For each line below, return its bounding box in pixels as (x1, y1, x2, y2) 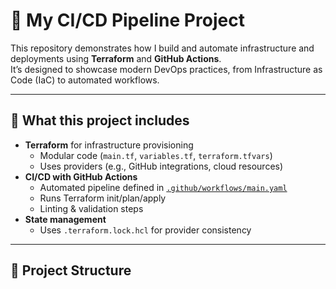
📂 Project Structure (10, 262, 132, 279)
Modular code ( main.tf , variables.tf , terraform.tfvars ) (39, 149, 273, 161)
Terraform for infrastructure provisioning (24, 139, 194, 151)
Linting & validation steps (39, 202, 144, 214)
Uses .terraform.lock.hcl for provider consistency (39, 224, 252, 236)
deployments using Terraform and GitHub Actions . (10, 52, 222, 64)
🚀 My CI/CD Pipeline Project (10, 9, 245, 32)
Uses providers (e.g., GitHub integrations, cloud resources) (39, 160, 284, 172)
